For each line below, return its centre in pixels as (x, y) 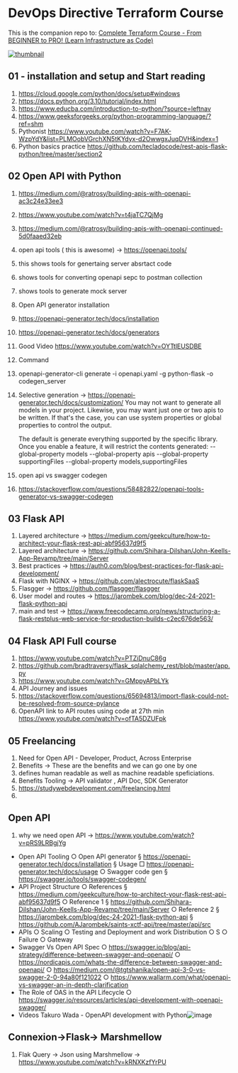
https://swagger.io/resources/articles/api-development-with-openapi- (120, 1000)
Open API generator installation (64, 305)
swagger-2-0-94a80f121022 (60, 977)
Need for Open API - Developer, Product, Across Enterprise (105, 758)
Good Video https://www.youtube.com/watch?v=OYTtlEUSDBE (110, 346)
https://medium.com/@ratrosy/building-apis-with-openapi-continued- (120, 228)
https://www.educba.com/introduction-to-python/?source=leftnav (115, 109)
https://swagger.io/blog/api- (150, 947)
